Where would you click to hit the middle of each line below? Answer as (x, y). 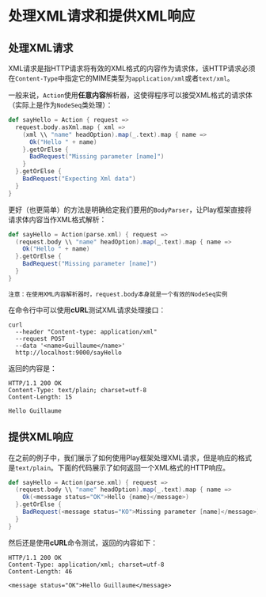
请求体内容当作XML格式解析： (57, 219)
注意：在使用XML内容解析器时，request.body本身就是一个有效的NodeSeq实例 (118, 294)
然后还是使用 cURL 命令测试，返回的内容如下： (83, 542)
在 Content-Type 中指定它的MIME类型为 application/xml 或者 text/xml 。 (122, 78)
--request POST (40, 338)
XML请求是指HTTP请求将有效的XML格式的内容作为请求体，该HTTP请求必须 (132, 68)
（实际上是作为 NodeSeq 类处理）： (61, 105)
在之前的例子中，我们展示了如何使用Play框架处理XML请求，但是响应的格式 (130, 457)
